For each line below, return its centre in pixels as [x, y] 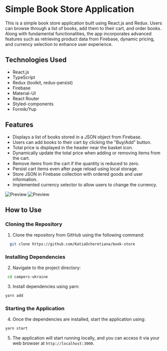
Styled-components [33, 104]
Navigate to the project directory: [46, 268]
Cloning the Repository [34, 224]
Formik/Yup [24, 109]
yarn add [14, 296]
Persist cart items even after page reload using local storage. [75, 169]
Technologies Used [36, 60]
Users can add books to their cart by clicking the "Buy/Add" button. [82, 142]
